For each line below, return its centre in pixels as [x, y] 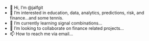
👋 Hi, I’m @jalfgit [26, 8]
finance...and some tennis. [37, 18]
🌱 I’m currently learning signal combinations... [56, 23]
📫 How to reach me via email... [41, 34]
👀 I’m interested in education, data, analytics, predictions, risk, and [77, 13]
